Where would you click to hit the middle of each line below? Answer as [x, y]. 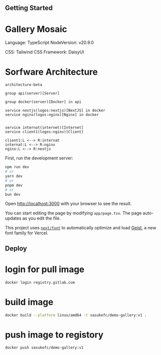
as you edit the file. [42, 218]
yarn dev [14, 176]
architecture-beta [24, 85]
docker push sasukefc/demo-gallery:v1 [44, 348]
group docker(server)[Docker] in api [43, 102]
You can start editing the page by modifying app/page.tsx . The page [73, 213]
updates [13, 218]
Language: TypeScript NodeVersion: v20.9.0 [49, 43]
